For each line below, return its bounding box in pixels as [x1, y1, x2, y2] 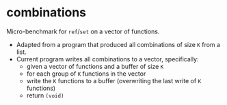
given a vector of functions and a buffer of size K [26, 62, 164, 70]
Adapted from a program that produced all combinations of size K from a [16, 40, 220, 48]
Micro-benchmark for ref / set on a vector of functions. [6, 27, 160, 35]
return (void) [26, 91, 64, 100]
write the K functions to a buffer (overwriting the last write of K [26, 76, 202, 85]
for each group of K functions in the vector [26, 70, 146, 78]
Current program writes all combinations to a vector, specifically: [16, 55, 199, 63]
